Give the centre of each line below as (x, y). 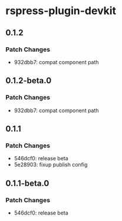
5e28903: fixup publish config (51, 165)
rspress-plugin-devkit (61, 11)
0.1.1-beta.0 (27, 183)
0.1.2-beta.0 (29, 81)
